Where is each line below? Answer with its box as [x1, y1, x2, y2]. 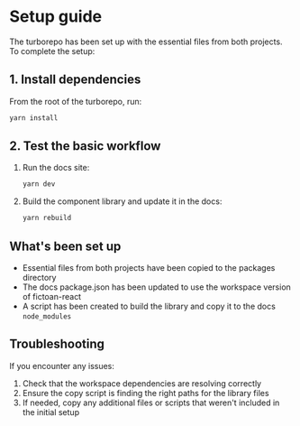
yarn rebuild [22, 214, 72, 223]
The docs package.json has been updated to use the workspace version [22, 282, 291, 292]
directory [22, 273, 57, 282]
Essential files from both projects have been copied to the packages [22, 263, 276, 273]
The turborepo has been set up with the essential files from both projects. [9, 36, 283, 47]
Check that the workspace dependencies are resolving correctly [22, 377, 262, 389]
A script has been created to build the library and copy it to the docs [22, 301, 277, 311]
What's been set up [9, 238, 122, 254]
